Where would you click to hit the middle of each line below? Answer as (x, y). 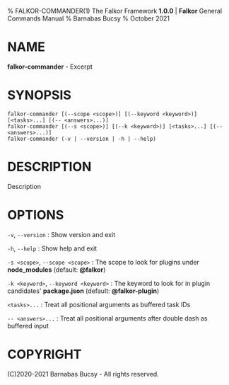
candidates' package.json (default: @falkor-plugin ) (83, 291)
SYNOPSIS (40, 95)
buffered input (28, 326)
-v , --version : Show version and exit (61, 234)
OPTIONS (36, 215)
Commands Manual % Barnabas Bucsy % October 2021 (89, 18)
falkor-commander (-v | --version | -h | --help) (82, 139)
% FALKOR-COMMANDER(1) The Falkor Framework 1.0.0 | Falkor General (115, 11)
